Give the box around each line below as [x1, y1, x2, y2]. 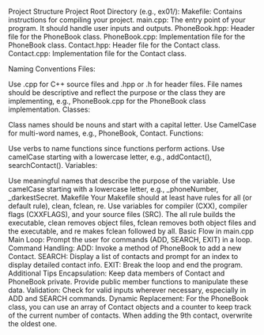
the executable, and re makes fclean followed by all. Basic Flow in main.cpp [8, 227, 255, 236]
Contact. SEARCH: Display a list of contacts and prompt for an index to [8, 252, 239, 261]
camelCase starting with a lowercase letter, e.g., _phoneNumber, [8, 185, 219, 193]
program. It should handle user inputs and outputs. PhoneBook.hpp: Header [8, 24, 255, 32]
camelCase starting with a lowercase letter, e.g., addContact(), [8, 152, 212, 162]
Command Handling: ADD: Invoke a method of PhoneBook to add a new [8, 243, 242, 253]
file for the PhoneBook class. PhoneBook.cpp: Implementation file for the [8, 32, 246, 41]
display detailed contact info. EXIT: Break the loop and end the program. [8, 261, 243, 269]
